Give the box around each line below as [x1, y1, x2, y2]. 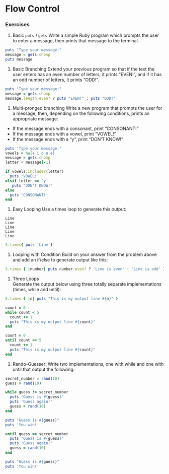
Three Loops [12, 276, 39, 282]
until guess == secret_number [5, 431, 69, 436]
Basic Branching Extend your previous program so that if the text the [12, 66, 155, 72]
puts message [5, 57, 33, 62]
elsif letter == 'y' [5, 178, 49, 183]
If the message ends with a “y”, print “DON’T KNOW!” [12, 136, 123, 142]
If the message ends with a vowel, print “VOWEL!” [12, 130, 117, 137]
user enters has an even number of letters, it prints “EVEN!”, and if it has [12, 72, 162, 78]
